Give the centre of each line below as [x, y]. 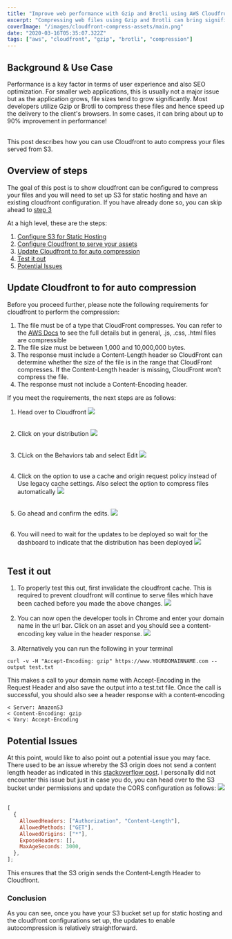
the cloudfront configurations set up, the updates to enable [91, 921]
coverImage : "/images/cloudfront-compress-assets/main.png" [96, 26]
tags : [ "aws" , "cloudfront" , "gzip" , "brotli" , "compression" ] [100, 40]
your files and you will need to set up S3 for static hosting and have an [107, 195]
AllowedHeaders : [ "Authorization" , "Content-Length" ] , [100, 821]
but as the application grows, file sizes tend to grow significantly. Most [107, 98]
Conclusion [27, 898]
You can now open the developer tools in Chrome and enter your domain [120, 618]
